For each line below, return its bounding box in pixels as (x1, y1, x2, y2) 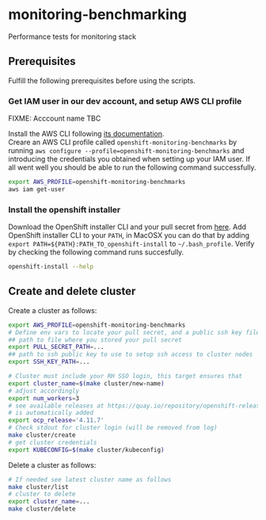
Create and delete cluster (8, 285, 136, 298)
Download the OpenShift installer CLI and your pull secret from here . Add (8, 222, 247, 231)
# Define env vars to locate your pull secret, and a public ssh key (8, 328, 243, 336)
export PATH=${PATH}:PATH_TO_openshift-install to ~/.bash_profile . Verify (8, 239, 255, 249)
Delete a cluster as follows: (8, 460, 97, 469)
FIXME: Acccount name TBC (8, 113, 101, 124)
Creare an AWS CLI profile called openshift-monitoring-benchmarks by (8, 137, 237, 147)
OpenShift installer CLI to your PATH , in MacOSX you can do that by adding (8, 231, 250, 240)
